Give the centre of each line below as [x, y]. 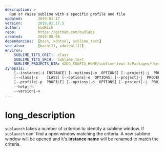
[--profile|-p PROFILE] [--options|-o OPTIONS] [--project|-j [81, 82]
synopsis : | [17, 69]
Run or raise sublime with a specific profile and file [67, 14]
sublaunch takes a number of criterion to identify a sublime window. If [75, 129]
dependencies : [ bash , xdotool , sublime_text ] [53, 41]
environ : [14, 50]
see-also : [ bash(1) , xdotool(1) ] [44, 46]
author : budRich [29, 28]
